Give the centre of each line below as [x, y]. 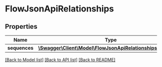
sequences [20, 48]
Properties [21, 27]
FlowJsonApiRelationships [60, 9]
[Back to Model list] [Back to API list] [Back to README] [60, 60]
